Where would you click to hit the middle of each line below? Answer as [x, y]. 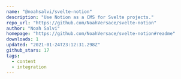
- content [24, 61]
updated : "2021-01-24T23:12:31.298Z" [53, 45]
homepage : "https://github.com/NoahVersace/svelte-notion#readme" [91, 34]
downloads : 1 [22, 39]
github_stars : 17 [28, 50]
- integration [29, 67]
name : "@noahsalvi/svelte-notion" [49, 12]
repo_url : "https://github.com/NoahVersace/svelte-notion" [82, 23]
